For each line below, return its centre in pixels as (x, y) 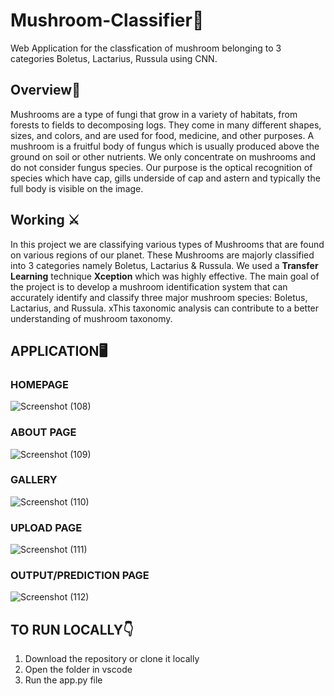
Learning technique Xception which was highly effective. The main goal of (165, 276)
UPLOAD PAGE (46, 527)
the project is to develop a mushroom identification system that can (149, 286)
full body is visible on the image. (77, 188)
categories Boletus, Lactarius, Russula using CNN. (114, 58)
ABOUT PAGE (43, 432)
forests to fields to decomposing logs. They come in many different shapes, (166, 125)
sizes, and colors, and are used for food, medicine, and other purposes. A (162, 135)
